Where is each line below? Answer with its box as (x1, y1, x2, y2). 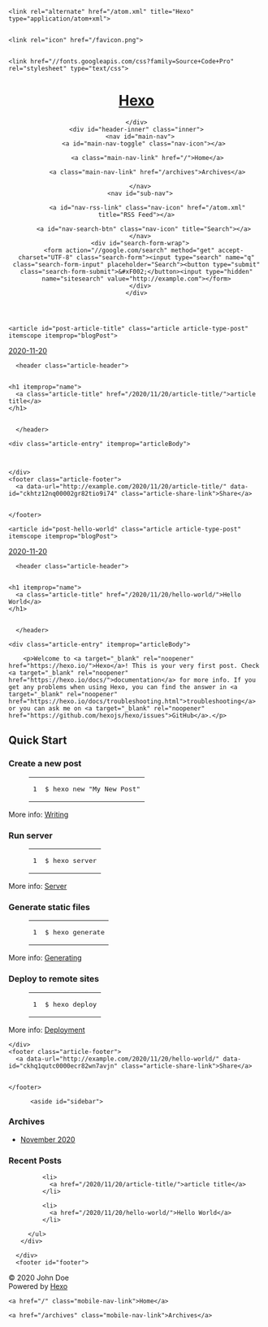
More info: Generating (8, 953, 82, 963)
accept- (218, 246, 244, 254)
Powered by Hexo (8, 1281, 68, 1291)
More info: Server (8, 881, 67, 891)
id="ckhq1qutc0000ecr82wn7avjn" (8, 1061, 118, 1070)
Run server (8, 830, 53, 841)
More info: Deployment (8, 1025, 85, 1034)
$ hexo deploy (44, 1000, 97, 1008)
